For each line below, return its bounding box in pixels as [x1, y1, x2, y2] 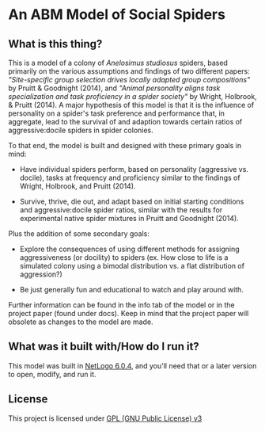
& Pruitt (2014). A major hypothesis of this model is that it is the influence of [8, 101, 255, 109]
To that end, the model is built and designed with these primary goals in [8, 141, 242, 150]
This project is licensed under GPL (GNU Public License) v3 [8, 414, 203, 423]
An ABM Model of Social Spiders [8, 6, 225, 24]
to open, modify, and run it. [8, 369, 97, 379]
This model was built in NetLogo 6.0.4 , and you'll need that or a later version [8, 360, 257, 370]
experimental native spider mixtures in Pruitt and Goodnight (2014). [19, 214, 239, 223]
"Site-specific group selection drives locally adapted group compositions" [8, 75, 251, 84]
